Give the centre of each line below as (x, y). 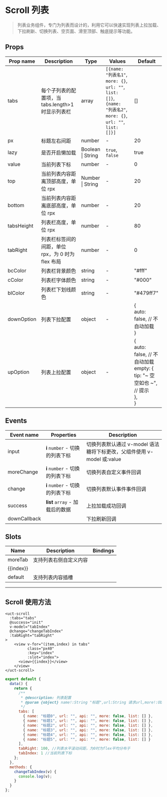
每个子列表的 (56, 90)
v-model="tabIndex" (30, 627)
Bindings (103, 551)
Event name (24, 435)
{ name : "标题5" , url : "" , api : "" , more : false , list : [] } (87, 739)
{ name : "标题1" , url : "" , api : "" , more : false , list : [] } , (88, 721)
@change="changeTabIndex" (37, 631)
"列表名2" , (117, 109)
